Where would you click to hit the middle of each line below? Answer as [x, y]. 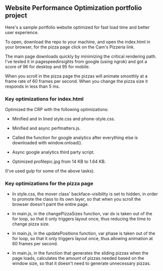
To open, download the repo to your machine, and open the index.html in [78, 42]
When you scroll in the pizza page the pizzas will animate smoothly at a [76, 76]
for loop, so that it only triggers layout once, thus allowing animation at [82, 239]
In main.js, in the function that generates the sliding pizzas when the [80, 253]
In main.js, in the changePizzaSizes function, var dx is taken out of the [82, 214]
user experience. [22, 32]
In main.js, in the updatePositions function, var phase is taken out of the [83, 233]
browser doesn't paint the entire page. [50, 204]
